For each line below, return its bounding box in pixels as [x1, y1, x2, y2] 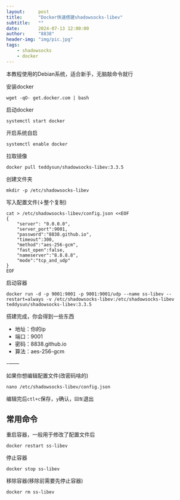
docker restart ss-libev [6, 443, 68, 449]
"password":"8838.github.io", [17, 231, 92, 237]
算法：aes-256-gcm [14, 347, 64, 355]
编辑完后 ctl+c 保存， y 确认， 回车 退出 [6, 395, 94, 402]
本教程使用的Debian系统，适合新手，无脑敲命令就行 [6, 70, 134, 78]
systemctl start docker [6, 118, 66, 124]
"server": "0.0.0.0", [17, 221, 70, 227]
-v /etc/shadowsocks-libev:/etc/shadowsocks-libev [46, 296, 175, 302]
